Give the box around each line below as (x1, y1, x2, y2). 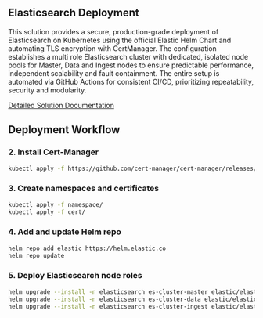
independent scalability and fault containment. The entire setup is (8, 68, 220, 78)
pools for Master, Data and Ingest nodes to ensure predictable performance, (8, 60, 254, 70)
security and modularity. (8, 85, 87, 95)
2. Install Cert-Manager (8, 146, 99, 157)
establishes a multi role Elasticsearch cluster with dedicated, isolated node (8, 52, 249, 61)
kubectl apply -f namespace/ (8, 201, 103, 208)
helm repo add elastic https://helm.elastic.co (8, 244, 167, 252)
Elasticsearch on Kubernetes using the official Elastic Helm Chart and (8, 35, 232, 45)
